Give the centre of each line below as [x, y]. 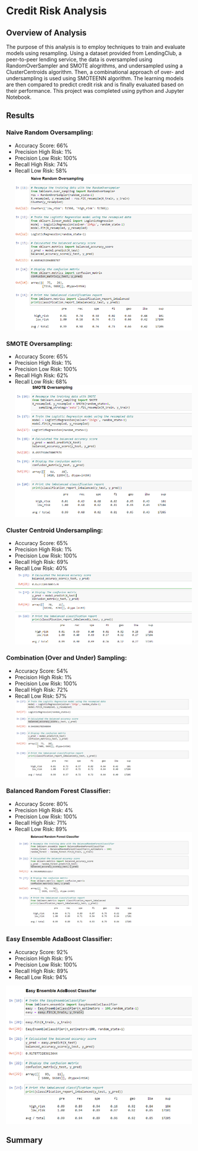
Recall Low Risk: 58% [41, 170]
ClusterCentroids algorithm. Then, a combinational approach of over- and [95, 72]
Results [20, 116]
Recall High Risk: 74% [41, 164]
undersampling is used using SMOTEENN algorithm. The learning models [95, 78]
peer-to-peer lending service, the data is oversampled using [79, 59]
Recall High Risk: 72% [41, 689]
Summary [24, 1140]
